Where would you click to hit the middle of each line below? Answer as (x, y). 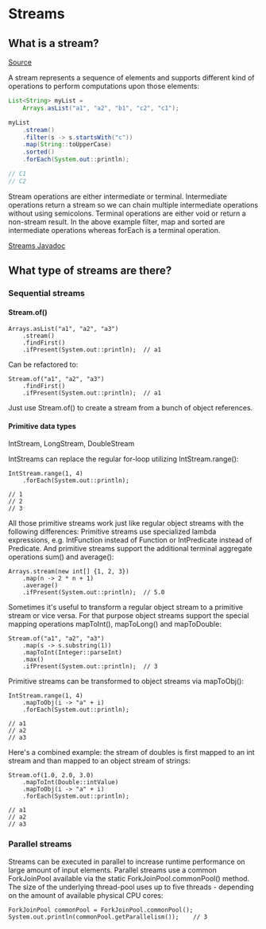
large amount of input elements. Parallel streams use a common (112, 870)
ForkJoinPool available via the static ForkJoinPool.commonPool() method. (129, 878)
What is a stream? (54, 43)
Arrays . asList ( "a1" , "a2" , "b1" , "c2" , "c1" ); (101, 108)
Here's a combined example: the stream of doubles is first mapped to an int (132, 752)
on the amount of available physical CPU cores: (86, 895)
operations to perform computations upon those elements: (104, 86)
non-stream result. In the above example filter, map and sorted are (117, 222)
